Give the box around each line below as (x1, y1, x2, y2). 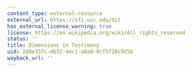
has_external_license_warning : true (7, 23, 112, 29)
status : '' (7, 36, 38, 43)
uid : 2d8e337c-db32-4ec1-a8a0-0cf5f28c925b (7, 49, 134, 56)
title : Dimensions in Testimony (7, 42, 99, 49)
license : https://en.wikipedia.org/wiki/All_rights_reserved (7, 29, 186, 36)
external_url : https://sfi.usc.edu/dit (7, 16, 121, 23)
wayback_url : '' (7, 55, 53, 62)
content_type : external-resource (7, 10, 103, 17)
